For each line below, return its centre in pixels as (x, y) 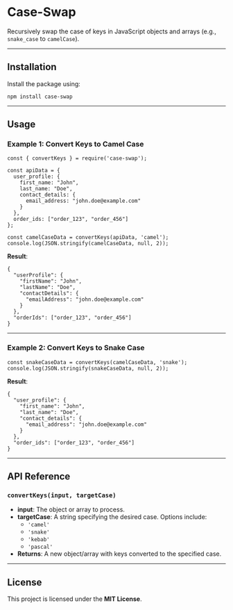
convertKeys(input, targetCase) (62, 495)
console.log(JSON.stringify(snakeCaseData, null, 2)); (88, 368)
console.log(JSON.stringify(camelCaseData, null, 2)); (88, 244)
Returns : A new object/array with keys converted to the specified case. (119, 554)
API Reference (39, 477)
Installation (32, 67)
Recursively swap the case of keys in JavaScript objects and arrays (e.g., (112, 31)
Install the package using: (44, 83)
